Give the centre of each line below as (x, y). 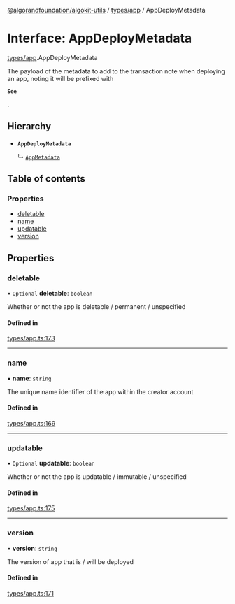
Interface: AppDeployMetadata (100, 38)
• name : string (29, 378)
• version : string (32, 548)
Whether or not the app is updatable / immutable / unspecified (97, 477)
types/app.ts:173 (31, 338)
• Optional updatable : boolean (51, 463)
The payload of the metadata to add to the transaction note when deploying (116, 71)
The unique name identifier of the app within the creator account (100, 391)
